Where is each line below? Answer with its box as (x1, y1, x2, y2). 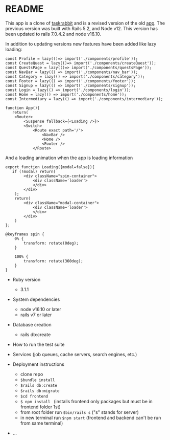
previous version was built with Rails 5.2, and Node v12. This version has (5, 25, 158, 31)
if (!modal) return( (12, 169, 56, 174)
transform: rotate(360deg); (23, 258, 83, 263)
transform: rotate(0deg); (23, 240, 79, 246)
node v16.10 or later (20, 306, 61, 312)
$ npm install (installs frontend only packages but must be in (20, 398, 153, 404)
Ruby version (12, 276, 41, 282)
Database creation (12, 321, 52, 327)
